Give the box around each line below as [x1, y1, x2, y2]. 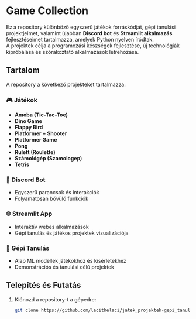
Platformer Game [14, 136, 57, 143]
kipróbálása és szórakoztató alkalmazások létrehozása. [6, 48, 139, 55]
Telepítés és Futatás [6, 280, 81, 290]
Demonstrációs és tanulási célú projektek [14, 263, 115, 270]
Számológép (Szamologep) [14, 155, 82, 162]
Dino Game [14, 118, 43, 125]
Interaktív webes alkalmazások [14, 223, 89, 230]
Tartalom [6, 66, 40, 76]
